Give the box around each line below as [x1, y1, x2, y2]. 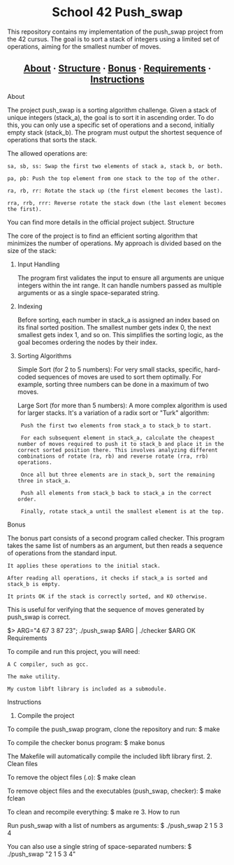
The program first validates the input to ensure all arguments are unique [17, 273, 225, 282]
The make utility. [7, 673, 61, 680]
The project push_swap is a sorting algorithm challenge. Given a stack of [7, 106, 217, 114]
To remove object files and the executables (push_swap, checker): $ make [7, 786, 221, 795]
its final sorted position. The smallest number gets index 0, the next [17, 323, 212, 332]
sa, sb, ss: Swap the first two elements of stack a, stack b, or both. [7, 163, 224, 170]
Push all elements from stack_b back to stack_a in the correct [20, 489, 212, 496]
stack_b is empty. [7, 580, 61, 587]
